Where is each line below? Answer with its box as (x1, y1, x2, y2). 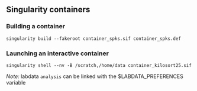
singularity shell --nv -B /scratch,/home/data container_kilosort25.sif (6, 62, 192, 68)
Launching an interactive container (6, 49, 109, 58)
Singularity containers (6, 5, 91, 15)
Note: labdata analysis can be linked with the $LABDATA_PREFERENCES (6, 73, 183, 80)
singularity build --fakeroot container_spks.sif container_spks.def (6, 35, 182, 42)
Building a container (6, 22, 65, 31)
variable (6, 79, 26, 86)
